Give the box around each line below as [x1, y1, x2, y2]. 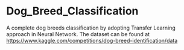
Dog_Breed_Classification [6, 4, 139, 18]
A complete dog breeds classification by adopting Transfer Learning [6, 24, 176, 31]
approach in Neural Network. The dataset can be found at [6, 30, 150, 37]
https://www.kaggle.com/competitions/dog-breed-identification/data [6, 37, 178, 44]
